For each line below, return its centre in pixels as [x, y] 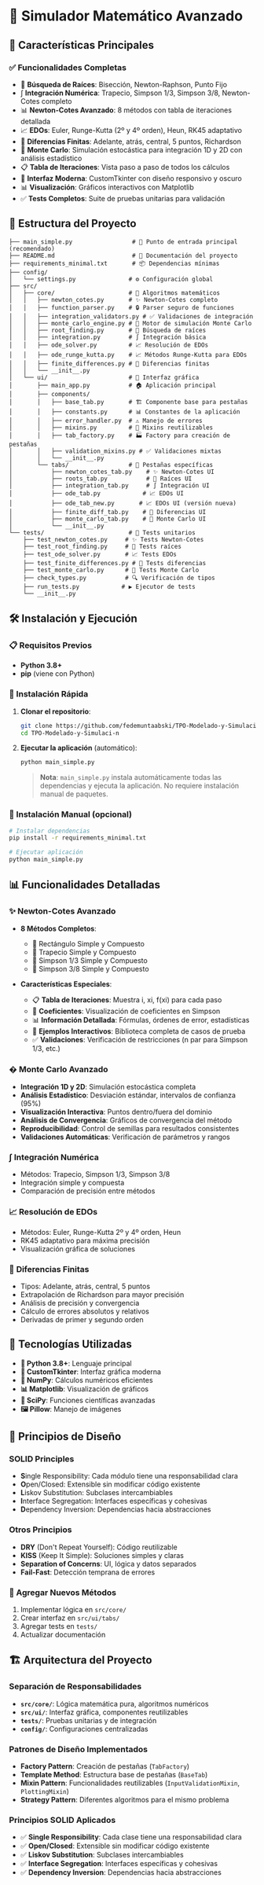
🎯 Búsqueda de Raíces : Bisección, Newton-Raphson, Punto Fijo [123, 84]
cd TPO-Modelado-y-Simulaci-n [70, 733]
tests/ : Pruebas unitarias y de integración [88, 1720]
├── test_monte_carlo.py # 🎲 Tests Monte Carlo [111, 570]
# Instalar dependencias [49, 831]
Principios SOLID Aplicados [62, 1820]
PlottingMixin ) [44, 1791]
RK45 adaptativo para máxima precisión [85, 1240]
